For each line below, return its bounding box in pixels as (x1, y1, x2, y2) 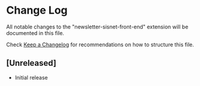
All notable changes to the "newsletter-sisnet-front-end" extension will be (6, 23, 189, 30)
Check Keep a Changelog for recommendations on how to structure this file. (6, 41, 195, 48)
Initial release (14, 74, 48, 81)
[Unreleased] (6, 58, 57, 68)
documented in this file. (6, 29, 65, 36)
